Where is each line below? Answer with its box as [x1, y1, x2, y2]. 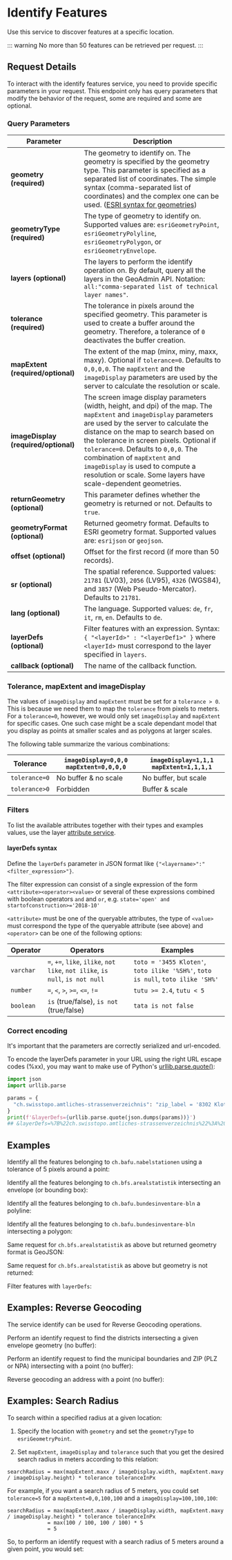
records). [84, 556, 114, 566]
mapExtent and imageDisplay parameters [84, 410, 213, 419]
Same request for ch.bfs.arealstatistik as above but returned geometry [7, 1241, 217, 1249]
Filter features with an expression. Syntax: [84, 624, 220, 633]
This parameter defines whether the [84, 490, 200, 500]
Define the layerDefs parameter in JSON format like [7, 859, 154, 867]
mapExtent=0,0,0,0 [65, 763, 126, 771]
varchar [10, 966, 36, 974]
